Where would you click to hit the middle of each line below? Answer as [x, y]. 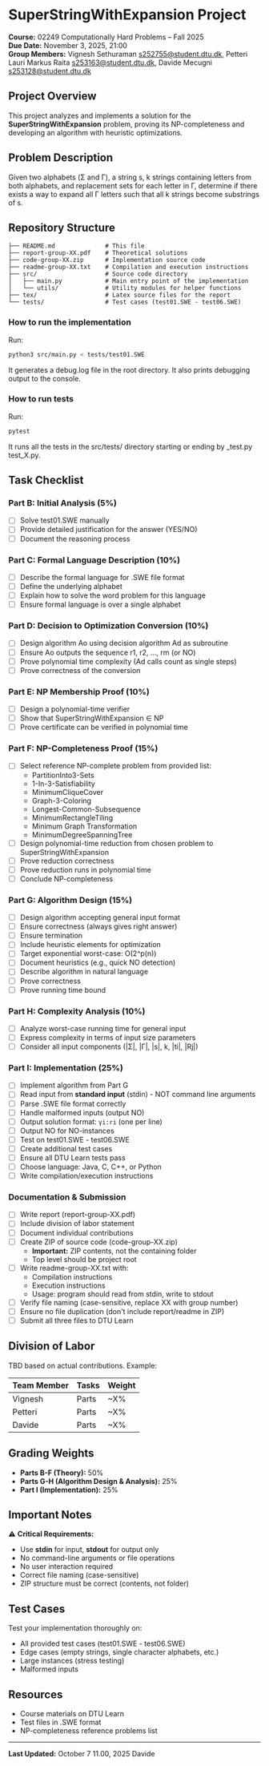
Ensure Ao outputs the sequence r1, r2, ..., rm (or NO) [108, 652]
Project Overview [52, 97]
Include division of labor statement [77, 1224]
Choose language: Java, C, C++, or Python [90, 1167]
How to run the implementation [70, 322]
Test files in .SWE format [60, 1722]
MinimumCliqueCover [68, 792]
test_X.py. [25, 455]
